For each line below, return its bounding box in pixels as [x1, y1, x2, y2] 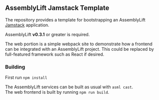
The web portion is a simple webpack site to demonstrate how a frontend [5, 41, 153, 47]
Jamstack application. [5, 22, 50, 28]
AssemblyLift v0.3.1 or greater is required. [5, 31, 90, 37]
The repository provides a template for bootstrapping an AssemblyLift [5, 17, 146, 22]
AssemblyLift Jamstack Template [5, 4, 110, 12]
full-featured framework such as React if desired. [5, 51, 104, 57]
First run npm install [5, 75, 47, 80]
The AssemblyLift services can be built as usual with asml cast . [5, 84, 134, 90]
